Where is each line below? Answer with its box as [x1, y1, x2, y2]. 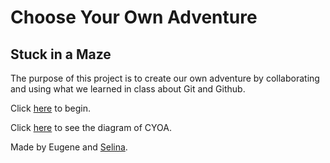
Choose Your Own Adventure [10, 6, 258, 29]
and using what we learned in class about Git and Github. [10, 83, 246, 95]
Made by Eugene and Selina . [10, 141, 128, 153]
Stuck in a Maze [10, 46, 112, 63]
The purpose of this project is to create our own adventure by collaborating [10, 72, 320, 84]
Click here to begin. [10, 102, 92, 114]
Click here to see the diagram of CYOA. [10, 122, 173, 133]
